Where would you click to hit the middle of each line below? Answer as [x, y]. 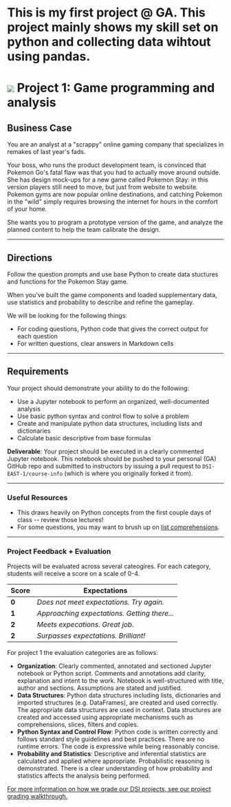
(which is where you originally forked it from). [129, 473]
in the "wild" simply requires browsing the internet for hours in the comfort [113, 202]
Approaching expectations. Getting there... [106, 614]
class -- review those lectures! [60, 520]
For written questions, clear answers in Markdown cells [95, 343]
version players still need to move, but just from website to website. [102, 187]
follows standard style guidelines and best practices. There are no [111, 739]
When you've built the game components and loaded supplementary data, [112, 295]
